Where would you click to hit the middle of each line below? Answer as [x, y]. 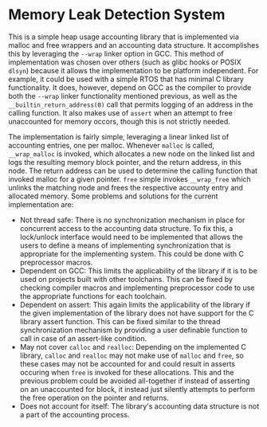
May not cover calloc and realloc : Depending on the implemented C [133, 347]
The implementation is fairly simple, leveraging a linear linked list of [119, 136]
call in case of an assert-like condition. [83, 338]
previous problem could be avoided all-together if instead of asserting [135, 381]
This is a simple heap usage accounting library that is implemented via [124, 37]
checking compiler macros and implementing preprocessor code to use [137, 288]
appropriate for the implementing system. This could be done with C [132, 253]
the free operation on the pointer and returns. [94, 398]
